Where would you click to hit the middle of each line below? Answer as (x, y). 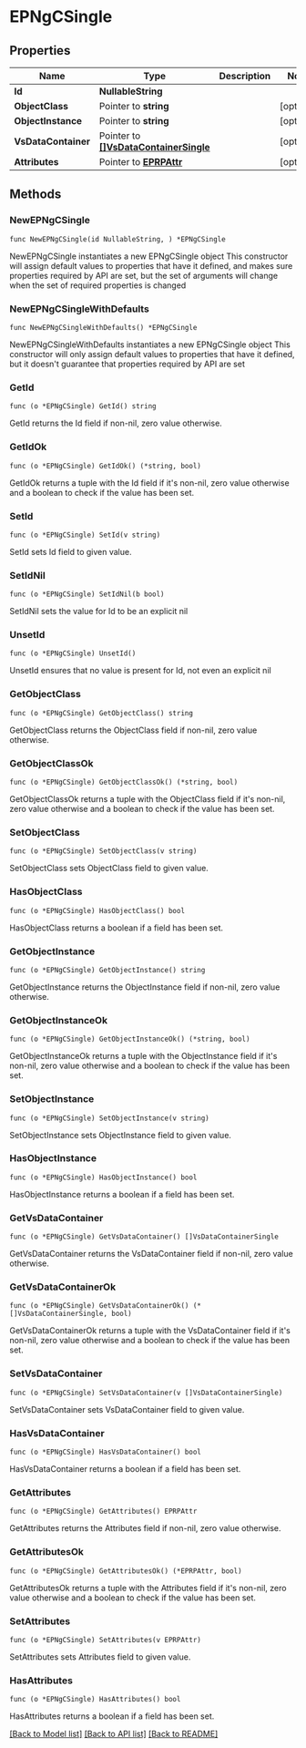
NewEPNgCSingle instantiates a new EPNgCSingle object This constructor (149, 256)
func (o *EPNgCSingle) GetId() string (83, 406)
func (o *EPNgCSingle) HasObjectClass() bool (97, 910)
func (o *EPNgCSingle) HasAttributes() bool (95, 1700)
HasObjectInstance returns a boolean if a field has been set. (122, 1194)
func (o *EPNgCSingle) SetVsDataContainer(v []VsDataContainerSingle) (146, 1393)
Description (245, 76)
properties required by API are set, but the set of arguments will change (144, 275)
